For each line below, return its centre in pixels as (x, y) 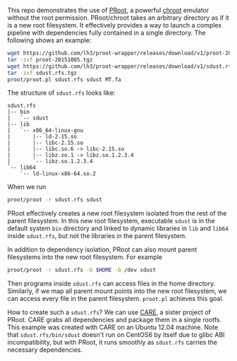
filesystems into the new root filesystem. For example (85, 257)
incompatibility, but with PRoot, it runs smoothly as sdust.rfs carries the (112, 343)
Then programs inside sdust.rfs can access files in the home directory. (111, 284)
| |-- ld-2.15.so (42, 137)
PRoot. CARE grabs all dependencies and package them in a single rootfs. (115, 320)
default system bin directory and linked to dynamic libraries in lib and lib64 (118, 228)
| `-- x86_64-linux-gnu (45, 131)
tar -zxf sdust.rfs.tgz (42, 73)
